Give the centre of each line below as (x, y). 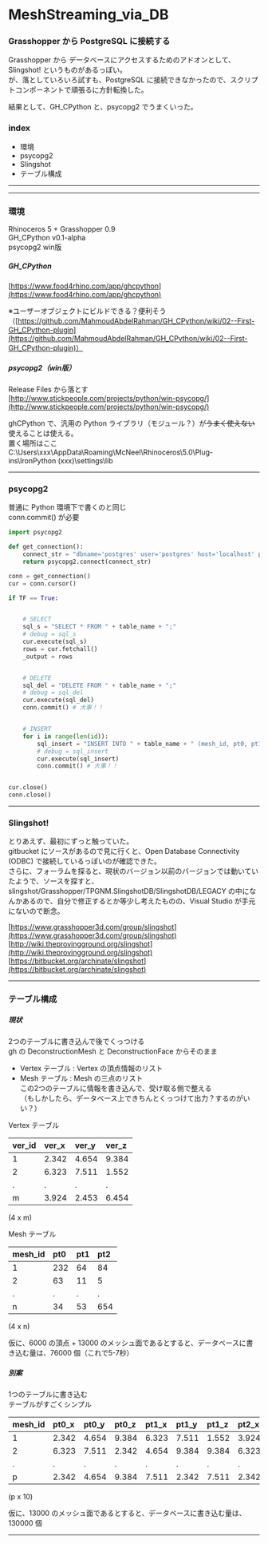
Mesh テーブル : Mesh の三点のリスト (81, 1078)
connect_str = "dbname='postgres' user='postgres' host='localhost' (139, 554)
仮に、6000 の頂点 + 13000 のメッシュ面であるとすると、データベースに (127, 1343)
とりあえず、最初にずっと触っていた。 (71, 841)
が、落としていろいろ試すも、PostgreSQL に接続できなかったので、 (119, 80)
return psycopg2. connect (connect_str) (87, 562)
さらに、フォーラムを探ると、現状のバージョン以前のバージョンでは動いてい (134, 871)
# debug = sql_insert (73, 751)
